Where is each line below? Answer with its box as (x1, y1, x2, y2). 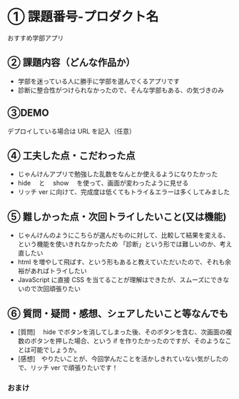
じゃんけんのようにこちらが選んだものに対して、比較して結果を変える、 (17, 231, 230, 240)
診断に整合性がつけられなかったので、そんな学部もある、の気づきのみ (17, 86, 225, 94)
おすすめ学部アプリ (7, 34, 64, 42)
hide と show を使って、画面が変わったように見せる (17, 178, 189, 188)
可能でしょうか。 (30, 345, 81, 354)
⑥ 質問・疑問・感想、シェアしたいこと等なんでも (7, 307, 229, 320)
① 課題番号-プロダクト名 (7, 9, 159, 25)
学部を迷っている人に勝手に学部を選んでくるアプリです (17, 76, 180, 85)
